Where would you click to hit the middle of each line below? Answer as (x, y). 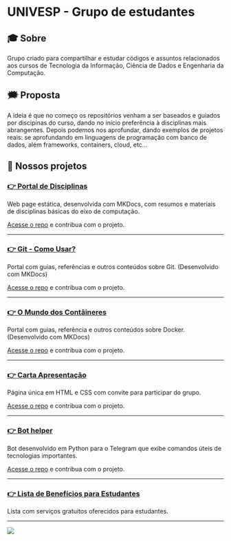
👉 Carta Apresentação (47, 375)
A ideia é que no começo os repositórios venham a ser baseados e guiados (114, 115)
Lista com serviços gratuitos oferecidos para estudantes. (88, 511)
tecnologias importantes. (42, 456)
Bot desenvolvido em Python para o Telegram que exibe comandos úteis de (114, 448)
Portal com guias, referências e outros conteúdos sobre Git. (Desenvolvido (113, 266)
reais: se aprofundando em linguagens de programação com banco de (107, 137)
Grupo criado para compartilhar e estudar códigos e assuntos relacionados (113, 58)
